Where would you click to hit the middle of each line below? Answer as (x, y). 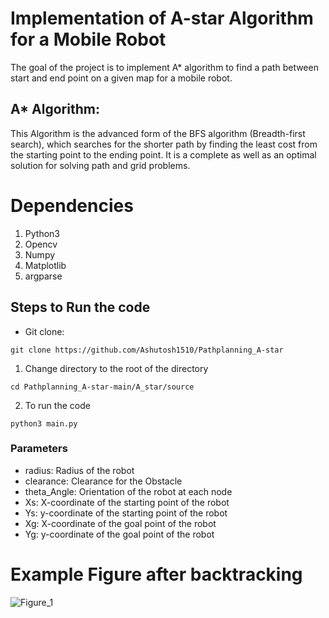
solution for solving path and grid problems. (100, 165)
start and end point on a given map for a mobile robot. (121, 78)
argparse (43, 276)
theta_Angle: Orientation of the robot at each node (128, 491)
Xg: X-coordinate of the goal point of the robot (120, 523)
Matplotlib (45, 265)
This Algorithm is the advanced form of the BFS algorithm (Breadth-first (158, 133)
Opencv (41, 244)
